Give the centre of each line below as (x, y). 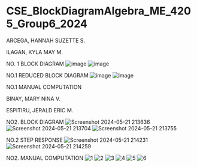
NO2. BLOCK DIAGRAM (35, 122)
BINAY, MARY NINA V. (34, 99)
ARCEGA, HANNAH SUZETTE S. (46, 40)
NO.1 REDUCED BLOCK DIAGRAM (47, 75)
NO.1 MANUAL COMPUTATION (44, 87)
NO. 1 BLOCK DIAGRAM (35, 64)
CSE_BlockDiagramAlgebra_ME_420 (99, 11)
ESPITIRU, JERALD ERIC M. (40, 110)
